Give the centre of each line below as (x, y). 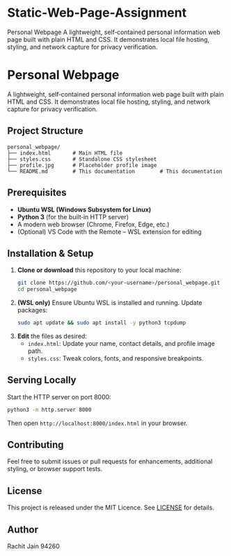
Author (23, 529)
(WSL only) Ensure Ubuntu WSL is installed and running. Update (110, 303)
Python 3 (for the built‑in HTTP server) (73, 216)
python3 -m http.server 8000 (49, 410)
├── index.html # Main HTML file (65, 153)
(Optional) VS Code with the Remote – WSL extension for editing (109, 232)
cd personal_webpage (47, 289)
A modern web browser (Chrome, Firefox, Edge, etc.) (93, 224)
